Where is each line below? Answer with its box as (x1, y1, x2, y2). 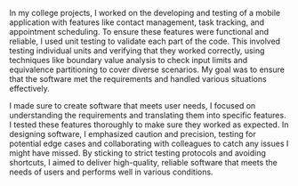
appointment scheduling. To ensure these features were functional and (9, 27, 270, 36)
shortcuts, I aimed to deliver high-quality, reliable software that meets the (9, 158, 278, 167)
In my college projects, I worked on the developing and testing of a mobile (9, 8, 281, 18)
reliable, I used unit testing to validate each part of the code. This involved (9, 36, 281, 46)
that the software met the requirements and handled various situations (9, 74, 267, 84)
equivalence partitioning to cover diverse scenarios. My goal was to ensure (9, 64, 285, 75)
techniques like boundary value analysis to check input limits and (9, 55, 248, 65)
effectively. (9, 84, 51, 93)
